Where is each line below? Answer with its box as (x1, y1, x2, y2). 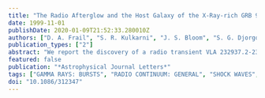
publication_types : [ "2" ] (8, 41, 93, 49)
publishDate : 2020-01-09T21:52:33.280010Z (8, 26, 150, 34)
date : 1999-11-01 (8, 19, 65, 27)
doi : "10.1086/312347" (8, 77, 83, 85)
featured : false (8, 56, 62, 64)
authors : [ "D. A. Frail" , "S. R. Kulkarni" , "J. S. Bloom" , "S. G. (8, 33, 235, 42)
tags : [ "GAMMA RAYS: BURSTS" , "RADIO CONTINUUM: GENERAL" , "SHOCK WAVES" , (8, 70, 259, 78)
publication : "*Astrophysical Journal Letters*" (8, 63, 171, 71)
